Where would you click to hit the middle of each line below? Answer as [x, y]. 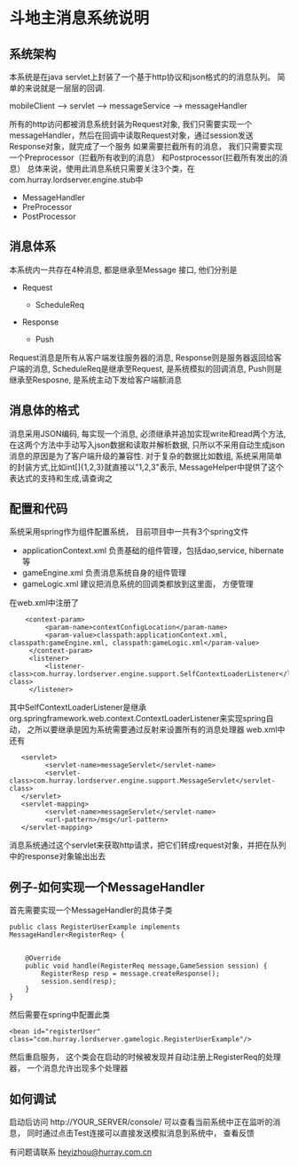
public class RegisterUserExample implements [94, 927]
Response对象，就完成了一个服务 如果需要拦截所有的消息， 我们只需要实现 [146, 146]
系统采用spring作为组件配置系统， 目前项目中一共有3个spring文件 [129, 532]
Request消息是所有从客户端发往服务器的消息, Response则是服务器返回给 [142, 358]
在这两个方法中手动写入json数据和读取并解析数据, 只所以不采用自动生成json [147, 445]
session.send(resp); [79, 982]
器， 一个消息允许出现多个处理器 [69, 1068]
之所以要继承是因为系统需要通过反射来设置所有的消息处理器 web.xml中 [156, 729]
